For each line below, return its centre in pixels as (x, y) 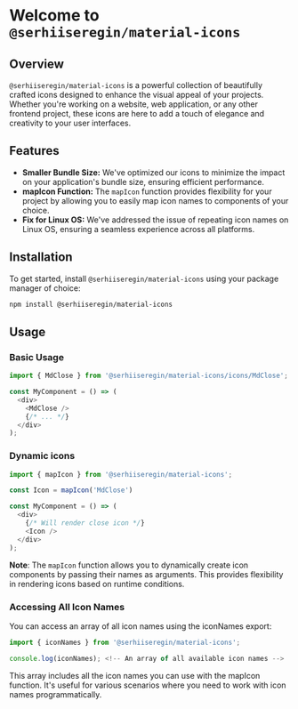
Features (34, 151)
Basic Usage (37, 357)
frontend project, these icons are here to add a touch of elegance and (137, 113)
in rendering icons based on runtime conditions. (97, 584)
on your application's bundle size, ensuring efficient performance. (143, 181)
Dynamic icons (42, 456)
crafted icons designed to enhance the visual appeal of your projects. (137, 95)
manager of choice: (45, 288)
